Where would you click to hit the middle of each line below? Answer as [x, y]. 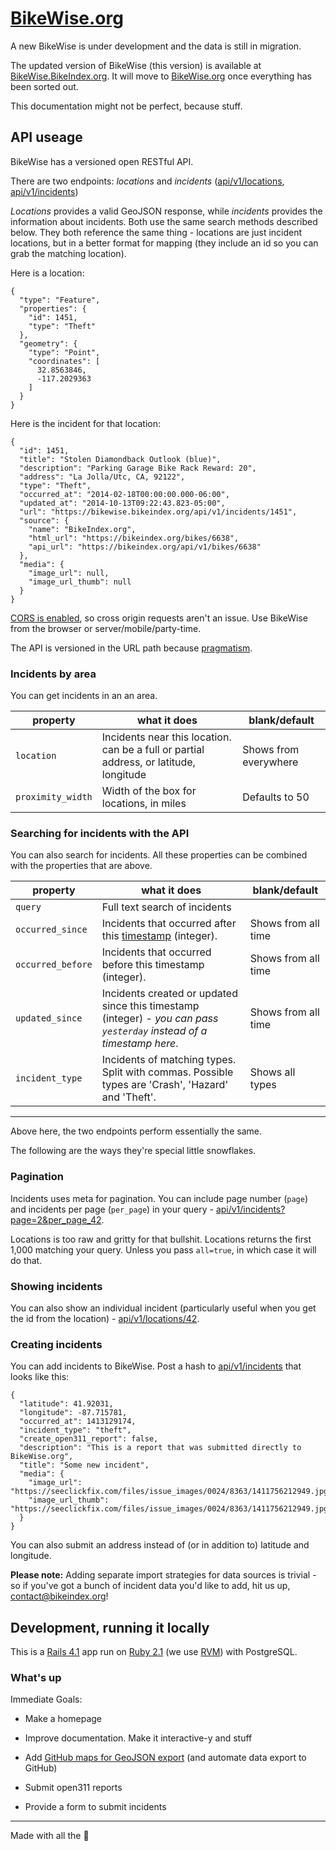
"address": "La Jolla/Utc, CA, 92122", [102, 477]
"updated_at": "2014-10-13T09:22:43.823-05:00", [122, 503]
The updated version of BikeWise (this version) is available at [136, 65]
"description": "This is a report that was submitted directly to [160, 1448]
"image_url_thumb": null [80, 582]
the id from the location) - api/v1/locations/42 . [105, 1318]
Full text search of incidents [166, 907]
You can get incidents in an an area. [84, 696]
